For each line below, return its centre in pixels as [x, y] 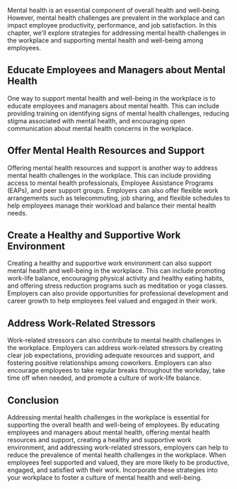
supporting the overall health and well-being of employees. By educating [114, 425]
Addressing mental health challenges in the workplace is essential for [109, 417]
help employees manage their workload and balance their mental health [112, 206]
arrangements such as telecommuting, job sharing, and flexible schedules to [119, 198]
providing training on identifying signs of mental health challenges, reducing [118, 113]
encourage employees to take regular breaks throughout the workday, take [116, 371]
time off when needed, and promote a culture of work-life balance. [104, 378]
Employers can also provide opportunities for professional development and [118, 293]
